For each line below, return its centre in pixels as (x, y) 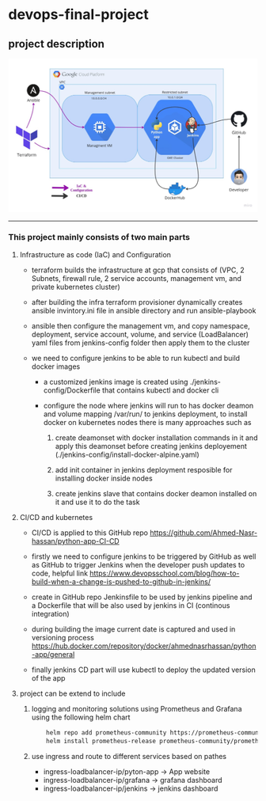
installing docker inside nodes (104, 478)
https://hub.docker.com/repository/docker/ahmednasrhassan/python (144, 646)
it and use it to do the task (97, 502)
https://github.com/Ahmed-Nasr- (204, 533)
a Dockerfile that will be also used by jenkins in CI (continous (131, 605)
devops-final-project (78, 15)
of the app (48, 678)
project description (57, 44)
